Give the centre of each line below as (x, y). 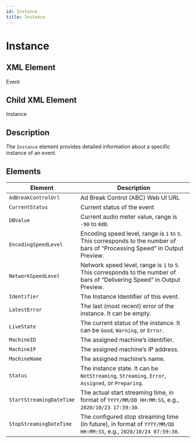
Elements (24, 171)
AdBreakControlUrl (34, 197)
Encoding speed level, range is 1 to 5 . (131, 233)
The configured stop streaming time (130, 417)
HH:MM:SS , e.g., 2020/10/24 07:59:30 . (130, 431)
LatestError (26, 309)
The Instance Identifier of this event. (130, 297)
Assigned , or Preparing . (112, 383)
